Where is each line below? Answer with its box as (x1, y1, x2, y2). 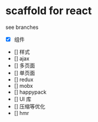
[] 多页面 (13, 62, 35, 69)
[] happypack (13, 88, 47, 95)
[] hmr (13, 110, 29, 116)
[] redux (13, 76, 33, 83)
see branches (5, 24, 39, 31)
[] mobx (13, 83, 33, 89)
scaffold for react (5, 4, 92, 18)
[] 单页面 (13, 70, 35, 76)
